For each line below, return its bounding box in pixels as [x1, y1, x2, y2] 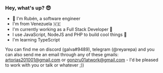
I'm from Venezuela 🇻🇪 [12, 21, 61, 27]
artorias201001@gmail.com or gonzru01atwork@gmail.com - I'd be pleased [5, 57, 159, 63]
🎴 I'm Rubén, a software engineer [12, 16, 81, 22]
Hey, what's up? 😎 [5, 4, 51, 11]
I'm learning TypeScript [12, 37, 60, 43]
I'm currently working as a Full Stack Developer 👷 [12, 27, 113, 33]
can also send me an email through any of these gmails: [5, 52, 119, 58]
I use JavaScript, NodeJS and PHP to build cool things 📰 [12, 32, 127, 37]
